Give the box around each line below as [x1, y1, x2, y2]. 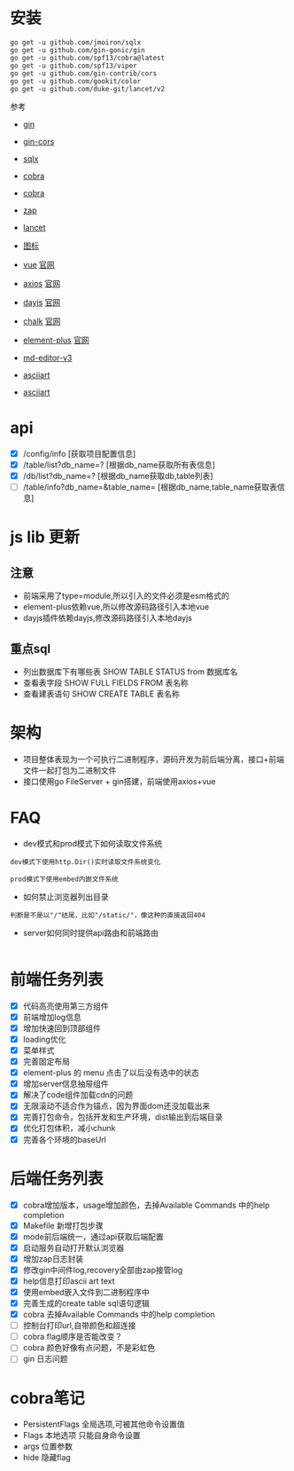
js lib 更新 [10, 527, 81, 547]
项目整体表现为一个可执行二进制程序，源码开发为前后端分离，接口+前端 [22, 753, 285, 764]
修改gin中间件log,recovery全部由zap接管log [22, 1264, 183, 1275]
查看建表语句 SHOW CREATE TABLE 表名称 [22, 688, 181, 699]
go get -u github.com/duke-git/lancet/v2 [10, 84, 166, 93]
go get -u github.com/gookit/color [10, 76, 142, 85]
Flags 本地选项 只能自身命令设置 [22, 1430, 141, 1441]
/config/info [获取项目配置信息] [22, 448, 136, 459]
